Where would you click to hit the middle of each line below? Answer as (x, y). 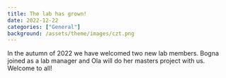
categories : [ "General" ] (44, 27)
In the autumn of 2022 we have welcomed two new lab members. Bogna (113, 53)
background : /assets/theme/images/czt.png (71, 33)
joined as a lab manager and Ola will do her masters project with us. (106, 61)
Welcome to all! (30, 68)
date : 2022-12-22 (33, 20)
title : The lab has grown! (47, 14)
